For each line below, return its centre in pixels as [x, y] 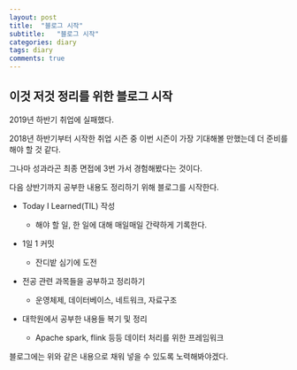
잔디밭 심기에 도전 [66, 262]
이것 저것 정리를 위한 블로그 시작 [91, 97]
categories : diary [43, 42]
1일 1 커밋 [38, 243]
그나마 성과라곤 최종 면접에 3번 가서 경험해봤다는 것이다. [106, 168]
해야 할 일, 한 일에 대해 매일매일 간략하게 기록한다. [121, 224]
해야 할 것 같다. [35, 149]
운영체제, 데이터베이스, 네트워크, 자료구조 [106, 300]
